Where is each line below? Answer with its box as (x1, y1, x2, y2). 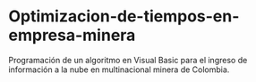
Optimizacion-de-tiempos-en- (8, 6, 240, 27)
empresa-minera (8, 25, 136, 45)
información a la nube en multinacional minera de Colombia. (8, 64, 230, 75)
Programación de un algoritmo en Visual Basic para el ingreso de (8, 54, 248, 65)
